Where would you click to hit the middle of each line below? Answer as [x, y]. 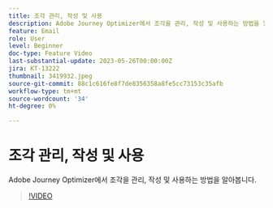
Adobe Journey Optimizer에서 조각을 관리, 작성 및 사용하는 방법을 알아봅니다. [133, 180]
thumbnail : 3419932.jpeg [50, 76]
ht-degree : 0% [32, 106]
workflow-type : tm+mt [45, 91]
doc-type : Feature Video [50, 53]
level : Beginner [36, 46]
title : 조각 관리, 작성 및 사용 [56, 16]
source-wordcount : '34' [49, 99]
